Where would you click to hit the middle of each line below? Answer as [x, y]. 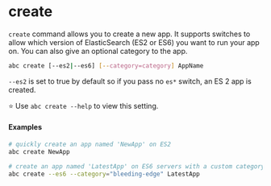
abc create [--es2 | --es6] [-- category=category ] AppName [106, 66]
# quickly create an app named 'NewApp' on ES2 [90, 145]
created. [22, 89]
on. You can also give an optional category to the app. [98, 51]
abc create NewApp [39, 151]
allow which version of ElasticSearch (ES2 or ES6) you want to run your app [134, 42]
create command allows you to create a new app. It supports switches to [129, 34]
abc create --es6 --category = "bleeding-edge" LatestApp [104, 174]
